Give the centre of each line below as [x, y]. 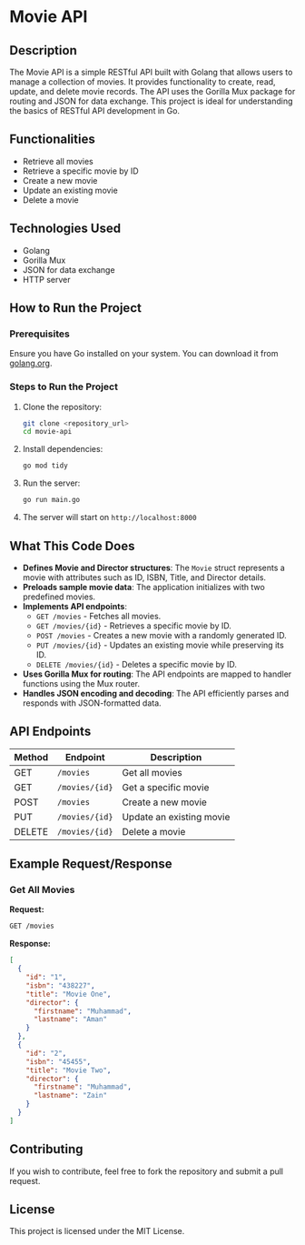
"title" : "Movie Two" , [69, 1070]
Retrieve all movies [58, 161]
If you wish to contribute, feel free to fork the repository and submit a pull [147, 1171]
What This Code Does [72, 546]
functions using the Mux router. [81, 683]
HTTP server [46, 279]
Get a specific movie [166, 787]
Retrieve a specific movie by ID [80, 171]
